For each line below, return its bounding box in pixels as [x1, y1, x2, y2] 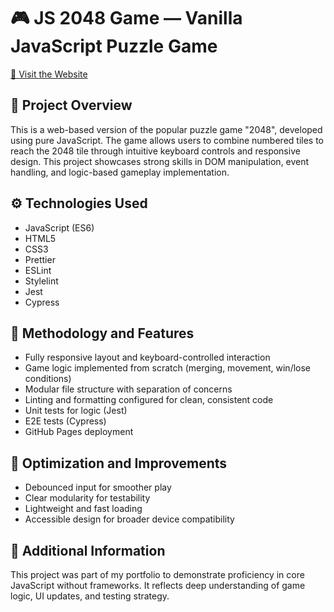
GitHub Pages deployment [24, 426, 134, 438]
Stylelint [24, 275, 59, 287]
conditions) [24, 373, 72, 385]
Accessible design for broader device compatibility [24, 513, 235, 525]
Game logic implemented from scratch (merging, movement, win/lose [24, 362, 312, 374]
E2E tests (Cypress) [24, 415, 107, 427]
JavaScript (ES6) [24, 221, 95, 234]
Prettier [24, 253, 56, 265]
